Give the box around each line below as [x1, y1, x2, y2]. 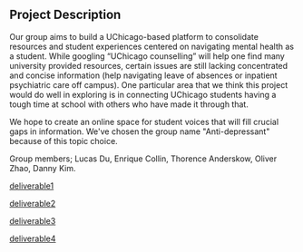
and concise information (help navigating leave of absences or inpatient [9, 70, 279, 81]
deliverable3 [9, 215, 56, 226]
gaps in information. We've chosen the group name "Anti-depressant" [9, 126, 270, 137]
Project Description [9, 7, 122, 23]
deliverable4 [9, 233, 56, 244]
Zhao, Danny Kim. [9, 162, 76, 173]
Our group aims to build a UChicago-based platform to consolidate [9, 31, 259, 42]
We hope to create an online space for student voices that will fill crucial [9, 116, 279, 127]
